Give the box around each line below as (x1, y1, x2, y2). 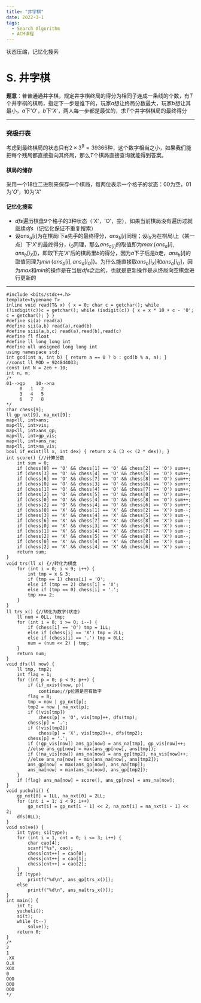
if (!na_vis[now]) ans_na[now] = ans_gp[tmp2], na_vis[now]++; (28, 751, 188, 757)
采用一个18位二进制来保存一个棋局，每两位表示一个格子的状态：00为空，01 (6, 181, 191, 188)
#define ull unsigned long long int (6, 344, 98, 350)
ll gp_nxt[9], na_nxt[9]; (6, 412, 71, 418)
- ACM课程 (11, 31, 34, 37)
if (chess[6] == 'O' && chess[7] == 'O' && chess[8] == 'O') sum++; (17, 476, 191, 482)
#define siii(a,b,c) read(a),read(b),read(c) (6, 328, 121, 334)
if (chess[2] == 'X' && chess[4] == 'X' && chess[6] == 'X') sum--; (17, 543, 191, 550)
